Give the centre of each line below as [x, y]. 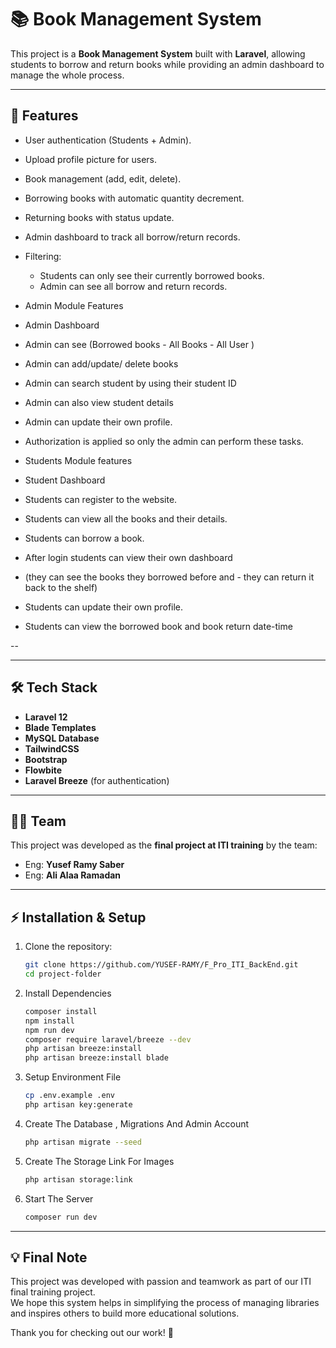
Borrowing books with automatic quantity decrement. [134, 198]
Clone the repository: [68, 947]
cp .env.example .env [69, 1096]
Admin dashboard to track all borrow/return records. [132, 237]
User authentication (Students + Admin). [108, 140]
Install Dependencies [68, 993]
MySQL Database [62, 738]
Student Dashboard [65, 480]
